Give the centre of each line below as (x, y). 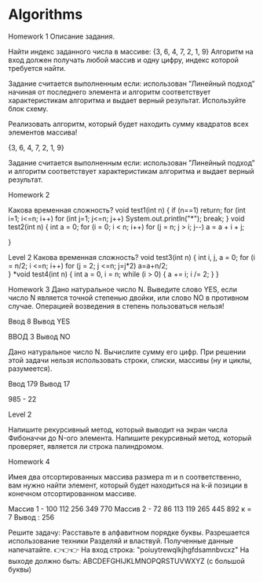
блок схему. (28, 109)
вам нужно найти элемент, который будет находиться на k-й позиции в (128, 485)
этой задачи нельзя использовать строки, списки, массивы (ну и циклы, (130, 360)
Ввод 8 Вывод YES (39, 321)
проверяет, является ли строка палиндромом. (86, 446)
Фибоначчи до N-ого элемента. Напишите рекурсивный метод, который (130, 438)
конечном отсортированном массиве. (73, 493)
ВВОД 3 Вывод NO (39, 336)
